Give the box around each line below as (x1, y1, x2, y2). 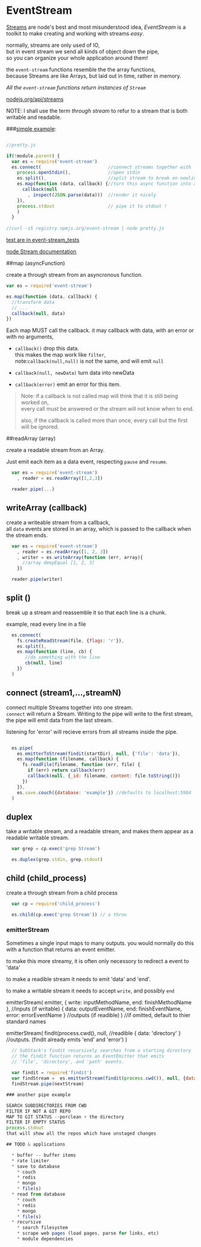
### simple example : (6, 125, 57, 132)
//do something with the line (25, 654, 100, 660)
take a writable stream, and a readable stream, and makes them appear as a (6, 828, 193, 835)
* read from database (11, 1191, 66, 1198)
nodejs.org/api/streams (6, 95, 64, 103)
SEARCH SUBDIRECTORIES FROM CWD (6, 1102, 87, 1108)
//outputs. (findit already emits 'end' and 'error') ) (6, 1036, 127, 1043)
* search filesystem (17, 1225, 68, 1231)
